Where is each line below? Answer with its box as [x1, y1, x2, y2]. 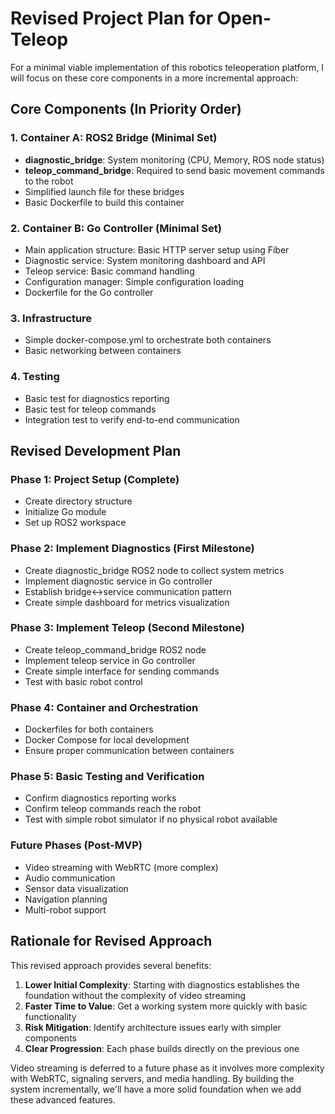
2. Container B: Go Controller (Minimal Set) [10, 221, 222, 235]
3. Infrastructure [10, 311, 93, 325]
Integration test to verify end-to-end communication [24, 413, 240, 426]
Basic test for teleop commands [24, 403, 157, 415]
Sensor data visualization [24, 882, 129, 894]
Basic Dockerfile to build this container [24, 196, 185, 208]
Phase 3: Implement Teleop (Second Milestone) [10, 621, 245, 635]
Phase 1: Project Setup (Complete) [10, 472, 180, 486]
